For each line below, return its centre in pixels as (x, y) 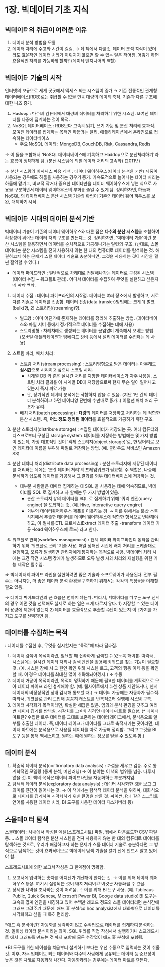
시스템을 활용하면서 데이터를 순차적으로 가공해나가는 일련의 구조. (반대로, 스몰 (84, 244)
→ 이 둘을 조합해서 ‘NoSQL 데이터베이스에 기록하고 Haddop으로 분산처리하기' (80, 154)
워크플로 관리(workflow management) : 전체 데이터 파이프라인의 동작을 (81, 540)
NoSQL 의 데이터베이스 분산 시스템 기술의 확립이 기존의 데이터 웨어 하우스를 (78, 196)
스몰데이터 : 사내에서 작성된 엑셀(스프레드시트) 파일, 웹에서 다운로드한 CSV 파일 (81, 832)
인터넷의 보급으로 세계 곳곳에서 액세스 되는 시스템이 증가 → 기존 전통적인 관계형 (81, 90)
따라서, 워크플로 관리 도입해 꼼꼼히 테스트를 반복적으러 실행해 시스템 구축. (82, 699)
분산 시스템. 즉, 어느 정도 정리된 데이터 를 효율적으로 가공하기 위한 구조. (86, 419)
